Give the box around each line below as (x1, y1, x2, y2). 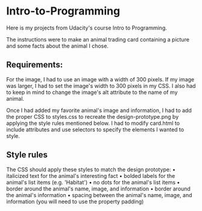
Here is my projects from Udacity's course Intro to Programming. (6, 24, 168, 31)
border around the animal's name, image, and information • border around (6, 185, 191, 192)
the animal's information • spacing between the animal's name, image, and (6, 191, 192, 198)
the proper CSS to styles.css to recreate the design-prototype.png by (6, 113, 179, 120)
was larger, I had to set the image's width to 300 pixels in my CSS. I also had (6, 82, 196, 89)
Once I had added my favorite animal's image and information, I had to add (6, 107, 192, 114)
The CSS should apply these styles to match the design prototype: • (6, 166, 176, 173)
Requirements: (6, 60, 63, 70)
